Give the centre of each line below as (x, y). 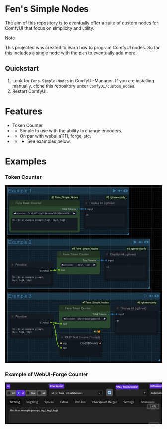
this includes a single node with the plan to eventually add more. (71, 53)
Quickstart (22, 69)
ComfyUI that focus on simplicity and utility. (50, 28)
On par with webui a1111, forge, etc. (56, 136)
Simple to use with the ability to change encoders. (71, 130)
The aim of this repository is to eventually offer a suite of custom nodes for (82, 23)
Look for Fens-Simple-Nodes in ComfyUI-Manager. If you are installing (83, 80)
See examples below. (49, 141)
